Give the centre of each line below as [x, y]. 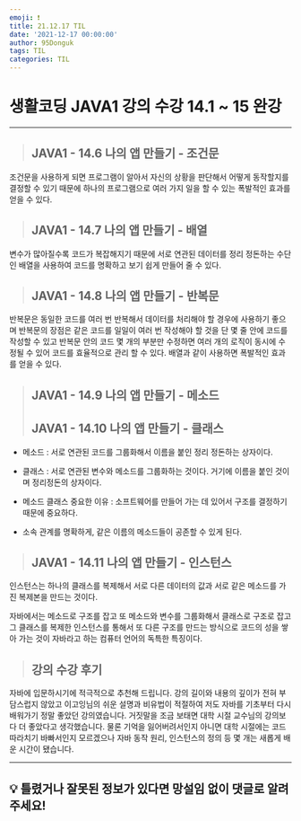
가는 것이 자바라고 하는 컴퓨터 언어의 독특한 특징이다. [111, 639]
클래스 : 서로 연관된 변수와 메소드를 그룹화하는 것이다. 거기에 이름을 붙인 [147, 471]
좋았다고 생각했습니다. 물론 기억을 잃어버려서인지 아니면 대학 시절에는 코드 [157, 727]
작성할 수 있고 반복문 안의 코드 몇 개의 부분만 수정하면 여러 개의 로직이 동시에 [143, 341]
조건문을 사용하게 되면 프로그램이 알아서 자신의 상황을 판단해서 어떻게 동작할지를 [149, 177]
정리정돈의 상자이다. [67, 482]
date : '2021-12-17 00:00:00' [64, 34]
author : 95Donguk [42, 43]
